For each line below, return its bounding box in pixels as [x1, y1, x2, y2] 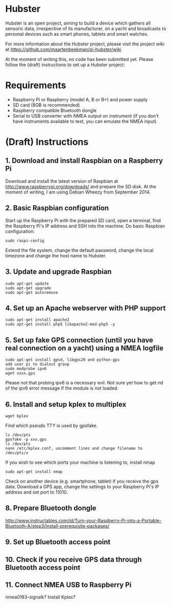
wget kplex [5, 413, 29, 419]
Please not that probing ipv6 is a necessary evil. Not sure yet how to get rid [5, 380, 163, 386]
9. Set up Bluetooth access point [5, 538, 111, 547]
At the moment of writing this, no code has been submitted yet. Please [5, 56, 154, 62]
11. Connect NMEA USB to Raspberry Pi [5, 580, 132, 589]
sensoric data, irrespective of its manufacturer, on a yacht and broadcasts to [5, 25, 166, 31]
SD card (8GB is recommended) [12, 102, 80, 108]
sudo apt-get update [5, 281, 50, 286]
